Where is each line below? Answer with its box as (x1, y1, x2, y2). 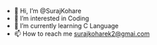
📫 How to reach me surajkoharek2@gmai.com (13, 30, 150, 38)
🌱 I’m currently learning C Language (13, 22, 119, 30)
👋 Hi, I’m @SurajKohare (13, 7, 82, 15)
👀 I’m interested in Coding (13, 14, 89, 22)
